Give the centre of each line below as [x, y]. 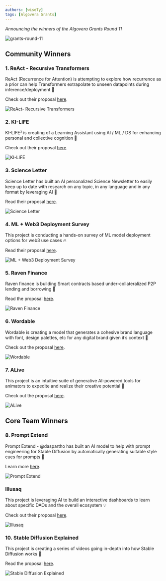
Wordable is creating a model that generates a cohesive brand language [79, 332]
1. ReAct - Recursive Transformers [47, 68]
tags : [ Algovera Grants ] [31, 14]
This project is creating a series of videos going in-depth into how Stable [80, 549]
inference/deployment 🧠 [30, 90]
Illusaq [13, 489]
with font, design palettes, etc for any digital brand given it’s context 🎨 [77, 337]
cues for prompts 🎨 [25, 457]
